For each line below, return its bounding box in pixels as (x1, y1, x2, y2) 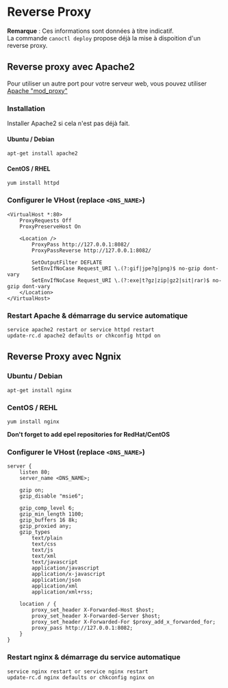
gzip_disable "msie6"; (19, 493, 84, 500)
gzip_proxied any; (19, 523, 72, 530)
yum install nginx (7, 418, 60, 425)
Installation (7, 103, 46, 113)
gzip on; (19, 487, 45, 494)
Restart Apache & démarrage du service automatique (7, 311, 188, 320)
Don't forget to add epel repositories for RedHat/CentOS (7, 431, 170, 439)
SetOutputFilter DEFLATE (31, 259, 103, 266)
